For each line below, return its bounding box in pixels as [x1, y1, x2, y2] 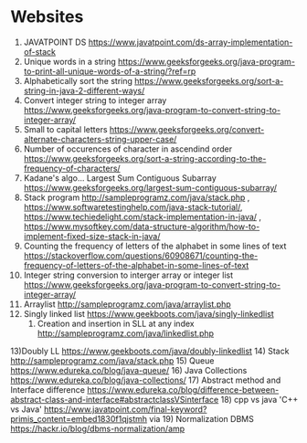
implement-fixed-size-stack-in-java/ [23, 230, 161, 241]
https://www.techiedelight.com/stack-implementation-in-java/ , [23, 211, 262, 222]
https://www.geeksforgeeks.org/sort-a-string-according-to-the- [23, 153, 267, 163]
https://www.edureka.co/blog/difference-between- [87, 384, 280, 395]
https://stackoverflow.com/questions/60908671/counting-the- [23, 249, 259, 261]
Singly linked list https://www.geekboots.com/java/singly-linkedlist [23, 308, 275, 319]
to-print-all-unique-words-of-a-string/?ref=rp [23, 66, 196, 77]
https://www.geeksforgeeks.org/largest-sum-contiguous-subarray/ [23, 182, 278, 193]
